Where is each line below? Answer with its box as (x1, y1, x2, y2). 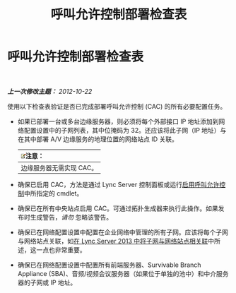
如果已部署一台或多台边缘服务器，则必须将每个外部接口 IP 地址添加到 (17, 117, 219, 126)
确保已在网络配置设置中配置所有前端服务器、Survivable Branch (17, 261, 201, 269)
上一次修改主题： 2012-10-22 (7, 87, 93, 95)
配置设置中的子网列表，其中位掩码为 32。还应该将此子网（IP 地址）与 (23, 126, 227, 134)
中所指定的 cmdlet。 (23, 189, 83, 198)
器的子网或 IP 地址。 (17, 278, 77, 287)
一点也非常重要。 (36, 246, 86, 254)
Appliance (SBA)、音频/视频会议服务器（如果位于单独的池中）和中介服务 (17, 270, 229, 278)
